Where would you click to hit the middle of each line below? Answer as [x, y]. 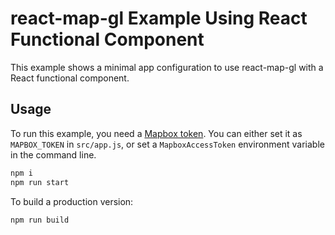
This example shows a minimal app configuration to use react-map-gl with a [167, 67]
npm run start [40, 182]
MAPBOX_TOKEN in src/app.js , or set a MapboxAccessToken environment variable [167, 144]
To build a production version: [72, 201]
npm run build [40, 220]
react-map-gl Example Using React [159, 18]
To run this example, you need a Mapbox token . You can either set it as [156, 133]
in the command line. [53, 154]
